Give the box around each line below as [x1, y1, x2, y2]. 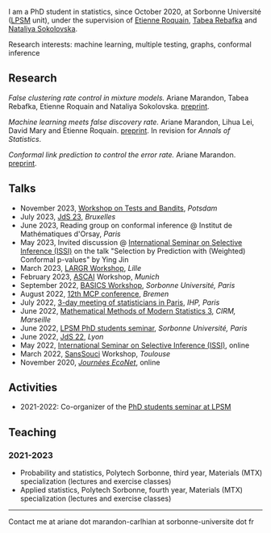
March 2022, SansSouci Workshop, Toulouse [19, 348, 171, 358]
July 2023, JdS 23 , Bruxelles [19, 211, 116, 221]
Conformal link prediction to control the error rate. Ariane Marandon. [8, 149, 236, 160]
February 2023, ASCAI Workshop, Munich [19, 272, 160, 281]
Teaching [8, 425, 56, 439]
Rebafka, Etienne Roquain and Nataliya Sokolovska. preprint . [8, 101, 210, 111]
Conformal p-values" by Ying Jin [19, 254, 129, 264]
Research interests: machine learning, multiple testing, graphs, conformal [8, 40, 252, 49]
